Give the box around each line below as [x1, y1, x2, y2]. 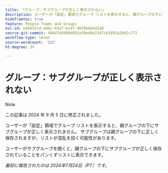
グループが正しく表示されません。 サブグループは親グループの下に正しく [9, 128, 159, 134]
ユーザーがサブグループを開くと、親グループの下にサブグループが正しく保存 [5, 145, 162, 151]
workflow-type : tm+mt [5, 35, 50, 40]
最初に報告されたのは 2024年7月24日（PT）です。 [5, 162, 109, 168]
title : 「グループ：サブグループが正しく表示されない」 [5, 7, 106, 12]
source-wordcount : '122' [5, 40, 57, 45]
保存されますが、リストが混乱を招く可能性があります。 [5, 134, 119, 140]
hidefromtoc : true [5, 16, 43, 21]
